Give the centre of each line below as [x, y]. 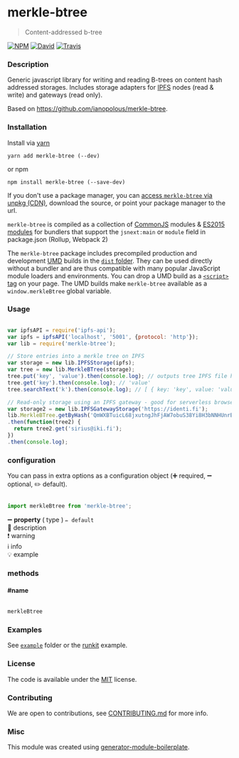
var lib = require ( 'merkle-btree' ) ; [62, 343]
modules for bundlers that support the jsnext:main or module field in [107, 231]
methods [23, 573]
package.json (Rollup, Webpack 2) [58, 239]
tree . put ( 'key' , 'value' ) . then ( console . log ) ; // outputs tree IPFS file [117, 377]
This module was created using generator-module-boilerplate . [99, 747]
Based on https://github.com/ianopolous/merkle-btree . [88, 109]
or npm [18, 169]
